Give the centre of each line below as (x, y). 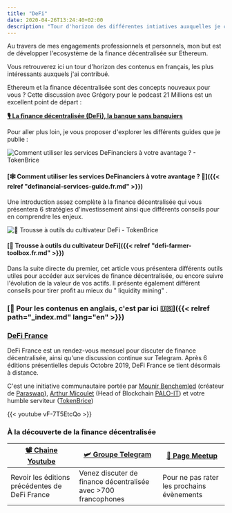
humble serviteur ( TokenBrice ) (50, 401)
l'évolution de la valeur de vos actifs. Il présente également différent (104, 283)
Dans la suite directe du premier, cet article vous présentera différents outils (115, 268)
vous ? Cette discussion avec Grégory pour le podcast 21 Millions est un (110, 95)
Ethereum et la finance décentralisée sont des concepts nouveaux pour (109, 88)
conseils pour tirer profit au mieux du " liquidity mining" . (87, 290)
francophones (102, 499)
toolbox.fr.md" (29, 253)
